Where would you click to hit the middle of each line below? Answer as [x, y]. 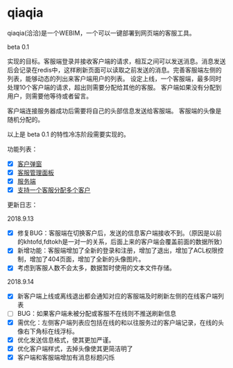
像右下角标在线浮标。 [48, 331]
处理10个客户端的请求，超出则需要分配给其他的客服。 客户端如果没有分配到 [114, 87]
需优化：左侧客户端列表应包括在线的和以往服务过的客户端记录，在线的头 [120, 322]
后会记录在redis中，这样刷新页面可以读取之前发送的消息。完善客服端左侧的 [114, 70]
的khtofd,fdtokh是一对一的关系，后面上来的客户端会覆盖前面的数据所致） [122, 242]
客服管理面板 [35, 173]
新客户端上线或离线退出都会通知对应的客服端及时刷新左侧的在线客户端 [118, 296]
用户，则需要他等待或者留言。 [50, 96]
